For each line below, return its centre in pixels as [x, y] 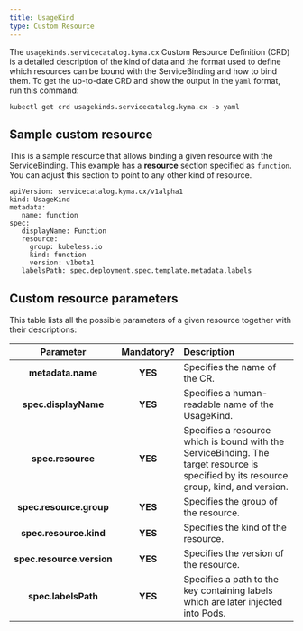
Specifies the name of [230, 367]
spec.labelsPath [64, 597]
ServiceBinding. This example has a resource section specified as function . [151, 166]
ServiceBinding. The [226, 453]
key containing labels [228, 590]
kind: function [58, 255]
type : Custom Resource [52, 26]
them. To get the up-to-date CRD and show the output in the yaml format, [145, 80]
